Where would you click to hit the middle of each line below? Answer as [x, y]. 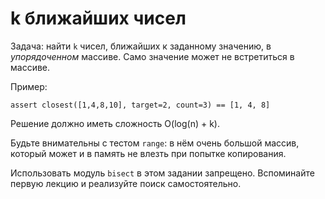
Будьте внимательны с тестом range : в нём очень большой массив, [155, 143]
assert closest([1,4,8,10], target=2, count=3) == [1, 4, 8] [140, 105]
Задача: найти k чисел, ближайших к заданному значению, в [141, 46]
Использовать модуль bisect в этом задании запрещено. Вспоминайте [162, 173]
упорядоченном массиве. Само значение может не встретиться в [152, 56]
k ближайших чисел [98, 18]
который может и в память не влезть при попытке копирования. [148, 153]
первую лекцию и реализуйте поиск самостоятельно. [126, 183]
